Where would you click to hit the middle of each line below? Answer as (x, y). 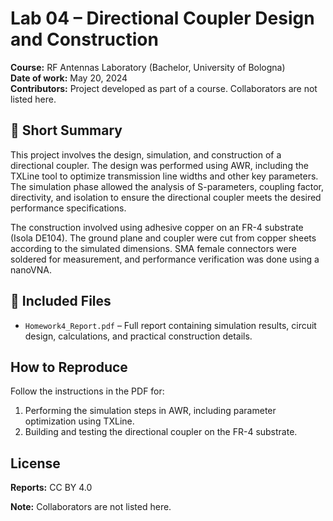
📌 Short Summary (66, 130)
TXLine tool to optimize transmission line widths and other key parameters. (164, 176)
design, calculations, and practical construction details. (138, 336)
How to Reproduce (69, 367)
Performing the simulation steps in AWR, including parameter (150, 411)
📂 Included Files (61, 301)
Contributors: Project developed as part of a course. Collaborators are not (164, 88)
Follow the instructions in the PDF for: (87, 391)
